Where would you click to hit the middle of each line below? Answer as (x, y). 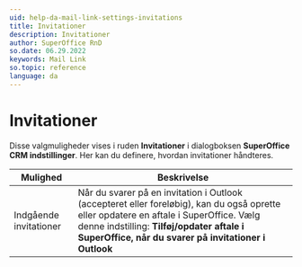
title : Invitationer (48, 26)
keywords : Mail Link (48, 59)
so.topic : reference (48, 68)
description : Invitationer (60, 34)
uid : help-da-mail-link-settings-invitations (96, 18)
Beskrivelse (183, 177)
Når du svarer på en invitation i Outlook (160, 192)
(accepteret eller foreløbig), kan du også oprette (179, 203)
